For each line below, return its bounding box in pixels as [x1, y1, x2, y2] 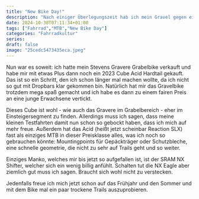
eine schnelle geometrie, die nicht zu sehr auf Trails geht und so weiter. [6, 144, 181, 151]
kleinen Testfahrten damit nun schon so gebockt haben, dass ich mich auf [6, 119, 187, 126]
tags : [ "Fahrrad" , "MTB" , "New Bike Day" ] [6, 25, 108, 31]
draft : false [6, 42, 38, 48]
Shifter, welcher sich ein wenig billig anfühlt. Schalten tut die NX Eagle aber [6, 162, 190, 169]
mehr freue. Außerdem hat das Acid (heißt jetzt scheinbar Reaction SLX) [6, 125, 183, 132]
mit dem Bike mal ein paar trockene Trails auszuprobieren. [6, 186, 148, 193]
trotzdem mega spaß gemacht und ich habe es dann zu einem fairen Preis [6, 88, 187, 95]
